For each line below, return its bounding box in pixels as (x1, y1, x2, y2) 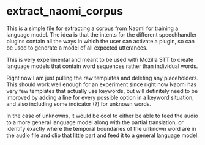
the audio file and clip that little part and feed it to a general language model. (6, 132, 199, 139)
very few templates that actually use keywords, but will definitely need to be (6, 87, 198, 94)
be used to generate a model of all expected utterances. (6, 44, 148, 51)
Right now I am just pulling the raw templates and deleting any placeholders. (6, 74, 199, 81)
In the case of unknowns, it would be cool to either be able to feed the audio (6, 112, 199, 119)
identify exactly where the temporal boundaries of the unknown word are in (6, 125, 196, 132)
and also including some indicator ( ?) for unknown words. (6, 100, 152, 108)
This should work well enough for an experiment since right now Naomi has (6, 81, 197, 88)
